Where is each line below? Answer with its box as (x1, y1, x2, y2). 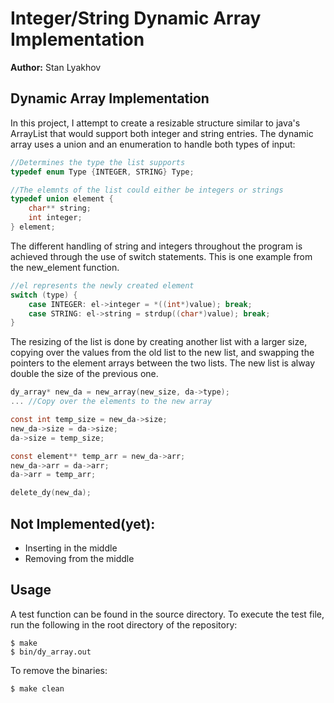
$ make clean (10, 683, 65, 694)
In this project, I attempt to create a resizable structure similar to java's (10, 117, 301, 129)
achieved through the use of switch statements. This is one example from (10, 250, 313, 262)
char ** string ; (28, 203, 92, 214)
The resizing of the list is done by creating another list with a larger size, (10, 336, 308, 348)
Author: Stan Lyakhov (10, 61, 102, 73)
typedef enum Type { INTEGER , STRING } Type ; (10, 167, 195, 177)
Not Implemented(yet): (10, 515, 156, 532)
